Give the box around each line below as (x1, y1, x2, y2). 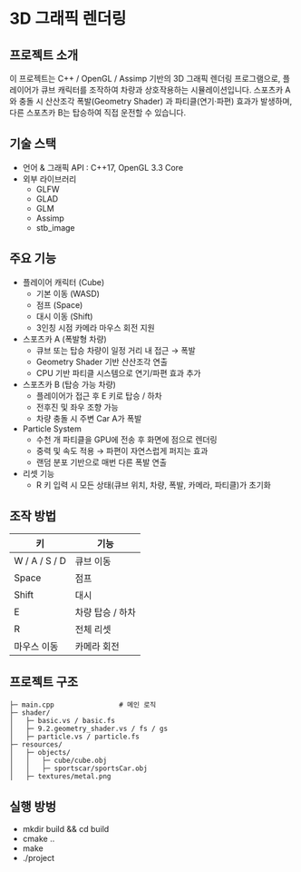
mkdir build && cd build (22, 824, 110, 835)
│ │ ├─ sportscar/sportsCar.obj (9, 764, 148, 773)
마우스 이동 (14, 640, 59, 653)
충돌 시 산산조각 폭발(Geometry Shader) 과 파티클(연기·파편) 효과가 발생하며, (18, 96, 293, 106)
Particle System (22, 423, 82, 434)
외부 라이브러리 (22, 173, 77, 184)
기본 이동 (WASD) (35, 288, 100, 299)
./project (22, 853, 55, 864)
